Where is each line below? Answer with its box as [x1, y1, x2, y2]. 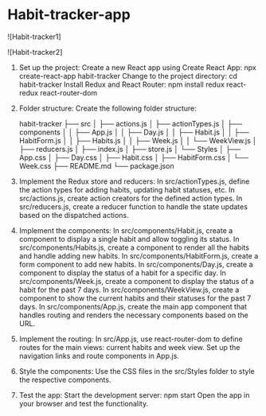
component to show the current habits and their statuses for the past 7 [18, 293, 252, 303]
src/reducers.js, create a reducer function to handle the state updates [18, 201, 248, 212]
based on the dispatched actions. [18, 210, 129, 220]
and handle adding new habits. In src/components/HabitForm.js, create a [18, 251, 259, 260]
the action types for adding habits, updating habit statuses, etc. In [18, 185, 236, 194]
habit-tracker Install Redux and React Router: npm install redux [18, 80, 225, 89]
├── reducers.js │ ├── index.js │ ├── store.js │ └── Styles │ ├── [18, 144, 241, 154]
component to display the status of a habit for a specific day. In [18, 268, 226, 278]
